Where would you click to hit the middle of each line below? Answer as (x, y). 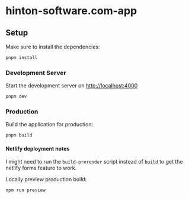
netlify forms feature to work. (41, 168)
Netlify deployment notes (38, 148)
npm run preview (25, 190)
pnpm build (19, 135)
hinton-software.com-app (71, 11)
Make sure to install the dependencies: (53, 47)
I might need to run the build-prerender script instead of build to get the (94, 162)
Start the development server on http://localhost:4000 (72, 86)
